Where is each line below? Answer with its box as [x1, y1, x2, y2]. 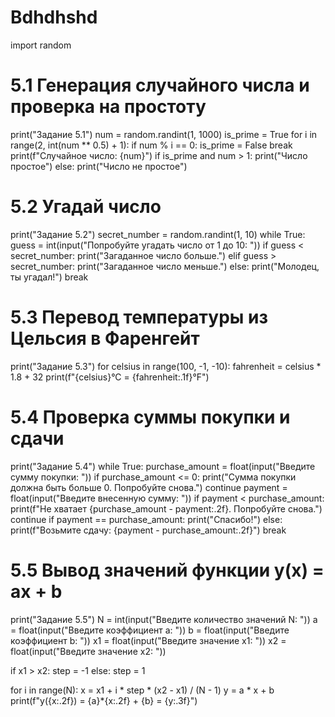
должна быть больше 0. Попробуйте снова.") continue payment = [10, 481, 288, 493]
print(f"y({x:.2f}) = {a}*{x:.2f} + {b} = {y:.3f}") [10, 694, 198, 706]
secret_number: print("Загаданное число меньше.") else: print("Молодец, [10, 260, 320, 272]
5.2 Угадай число [10, 196, 162, 218]
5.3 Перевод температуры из [10, 306, 269, 328]
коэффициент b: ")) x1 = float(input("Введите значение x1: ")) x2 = [10, 634, 287, 646]
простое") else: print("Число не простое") [10, 160, 188, 172]
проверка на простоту [10, 96, 207, 118]
